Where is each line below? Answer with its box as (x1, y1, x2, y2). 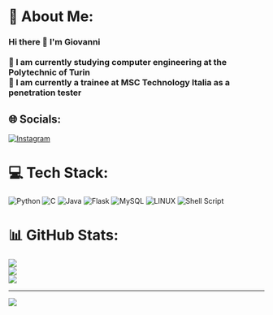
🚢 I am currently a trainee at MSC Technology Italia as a (8, 77, 230, 88)
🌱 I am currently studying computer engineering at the (8, 57, 227, 68)
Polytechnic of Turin (8, 67, 91, 78)
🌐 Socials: (8, 112, 62, 126)
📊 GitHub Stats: (8, 227, 119, 244)
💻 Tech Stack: (8, 164, 109, 182)
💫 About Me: (8, 7, 94, 26)
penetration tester (8, 87, 82, 98)
